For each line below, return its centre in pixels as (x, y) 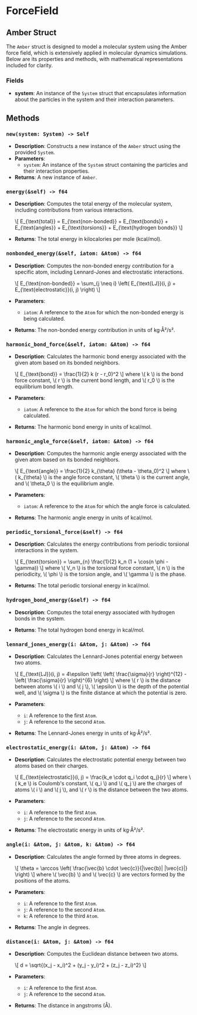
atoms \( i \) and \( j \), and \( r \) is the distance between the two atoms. (101, 790)
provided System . (35, 152)
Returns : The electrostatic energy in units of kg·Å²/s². (79, 830)
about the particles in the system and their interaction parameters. (94, 100)
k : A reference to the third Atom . (61, 916)
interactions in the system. (47, 550)
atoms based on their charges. (52, 766)
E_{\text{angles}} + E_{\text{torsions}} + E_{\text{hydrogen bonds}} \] (98, 228)
